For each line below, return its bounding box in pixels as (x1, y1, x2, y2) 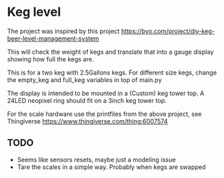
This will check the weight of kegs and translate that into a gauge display (7, 48, 214, 56)
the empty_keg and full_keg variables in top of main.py (7, 75, 162, 83)
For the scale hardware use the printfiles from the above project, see (7, 110, 202, 118)
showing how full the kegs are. (7, 55, 94, 63)
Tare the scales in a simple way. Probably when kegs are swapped (17, 163, 206, 171)
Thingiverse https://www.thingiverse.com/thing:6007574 (7, 117, 168, 125)
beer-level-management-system (7, 34, 99, 42)
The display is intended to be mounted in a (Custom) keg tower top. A (7, 89, 205, 97)
